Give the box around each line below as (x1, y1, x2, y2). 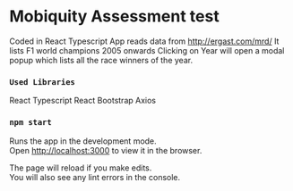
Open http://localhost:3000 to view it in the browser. (9, 145, 203, 155)
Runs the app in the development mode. (9, 136, 157, 146)
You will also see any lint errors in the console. (9, 171, 181, 182)
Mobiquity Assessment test (9, 6, 220, 27)
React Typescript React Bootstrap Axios (9, 95, 157, 106)
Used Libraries (9, 77, 76, 87)
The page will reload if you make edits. (9, 162, 152, 173)
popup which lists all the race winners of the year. (9, 54, 194, 65)
